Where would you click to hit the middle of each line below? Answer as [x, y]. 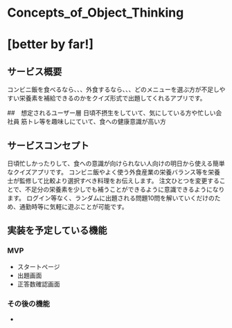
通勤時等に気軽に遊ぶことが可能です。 [73, 207]
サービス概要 [35, 72]
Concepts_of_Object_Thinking [96, 13]
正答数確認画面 [38, 284]
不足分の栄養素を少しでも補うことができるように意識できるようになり [125, 189]
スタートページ [38, 266]
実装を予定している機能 [57, 231]
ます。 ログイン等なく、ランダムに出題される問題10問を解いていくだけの [111, 198]
